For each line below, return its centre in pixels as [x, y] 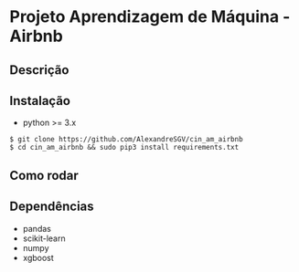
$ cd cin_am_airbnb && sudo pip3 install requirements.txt [124, 148]
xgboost [38, 257]
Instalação [40, 101]
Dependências [52, 207]
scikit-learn [44, 238]
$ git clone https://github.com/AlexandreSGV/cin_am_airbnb [127, 140]
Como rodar [44, 175]
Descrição [39, 70]
